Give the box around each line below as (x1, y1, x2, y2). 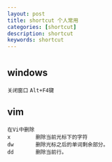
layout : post (7, 10, 45, 18)
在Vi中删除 (7, 126, 35, 133)
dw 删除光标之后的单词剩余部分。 (7, 141, 108, 148)
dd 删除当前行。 (7, 149, 67, 156)
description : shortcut (7, 30, 73, 37)
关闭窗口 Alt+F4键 (7, 87, 55, 94)
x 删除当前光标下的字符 (7, 133, 88, 141)
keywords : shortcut (7, 37, 64, 44)
